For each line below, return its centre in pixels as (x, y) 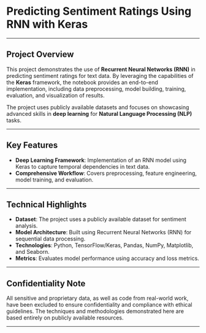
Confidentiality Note (46, 283)
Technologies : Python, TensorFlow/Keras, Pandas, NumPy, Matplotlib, (104, 245)
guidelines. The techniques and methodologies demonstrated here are (95, 312)
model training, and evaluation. (54, 180)
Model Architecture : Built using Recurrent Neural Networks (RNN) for (103, 232)
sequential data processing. (50, 239)
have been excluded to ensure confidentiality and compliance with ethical (99, 305)
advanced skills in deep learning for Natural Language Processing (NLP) (99, 113)
